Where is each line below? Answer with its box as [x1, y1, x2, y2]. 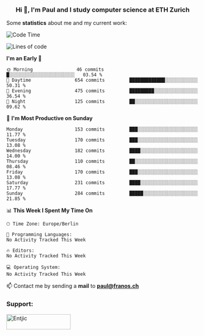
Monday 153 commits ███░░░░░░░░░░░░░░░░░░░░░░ [6, 126, 199, 133]
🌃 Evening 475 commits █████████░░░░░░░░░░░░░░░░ [6, 88, 199, 94]
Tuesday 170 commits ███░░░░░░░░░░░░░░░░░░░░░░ [6, 137, 199, 143]
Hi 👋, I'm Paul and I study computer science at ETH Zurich [15, 5, 190, 14]
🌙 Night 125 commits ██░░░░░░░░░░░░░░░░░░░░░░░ [6, 99, 199, 105]
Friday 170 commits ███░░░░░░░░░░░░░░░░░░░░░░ [6, 169, 199, 176]
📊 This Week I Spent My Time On [6, 207, 93, 214]
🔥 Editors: [6, 248, 35, 254]
